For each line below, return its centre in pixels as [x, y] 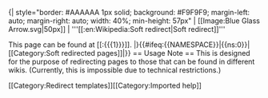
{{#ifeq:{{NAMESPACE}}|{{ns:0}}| [194, 45]
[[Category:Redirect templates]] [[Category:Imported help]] [105, 85]
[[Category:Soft [34, 53]
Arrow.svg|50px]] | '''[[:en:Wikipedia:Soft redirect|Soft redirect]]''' [117, 29]
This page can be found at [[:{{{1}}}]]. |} [74, 45]
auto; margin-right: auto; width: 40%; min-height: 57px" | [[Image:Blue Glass [134, 21]
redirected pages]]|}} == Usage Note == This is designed [156, 53]
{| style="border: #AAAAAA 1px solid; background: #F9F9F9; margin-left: [129, 12]
